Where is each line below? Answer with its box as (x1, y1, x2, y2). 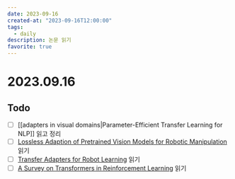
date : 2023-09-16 (7, 10, 59, 18)
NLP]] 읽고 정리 (17, 129, 62, 138)
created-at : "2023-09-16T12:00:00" (7, 17, 113, 24)
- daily (13, 30, 37, 37)
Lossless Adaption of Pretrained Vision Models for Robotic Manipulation (17, 137, 228, 146)
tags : (7, 23, 23, 30)
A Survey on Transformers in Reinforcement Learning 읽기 (17, 164, 187, 173)
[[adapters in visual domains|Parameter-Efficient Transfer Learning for (17, 121, 223, 129)
